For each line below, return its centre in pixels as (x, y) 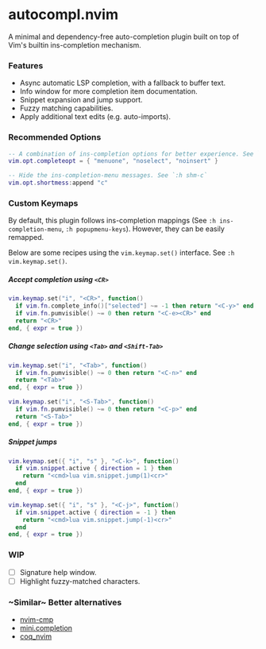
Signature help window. (58, 572)
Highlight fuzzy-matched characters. (80, 581)
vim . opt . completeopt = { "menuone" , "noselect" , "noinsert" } (113, 161)
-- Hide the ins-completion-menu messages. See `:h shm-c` (108, 176)
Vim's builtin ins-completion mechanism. (75, 44)
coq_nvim (36, 636)
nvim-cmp (37, 620)
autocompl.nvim (64, 15)
